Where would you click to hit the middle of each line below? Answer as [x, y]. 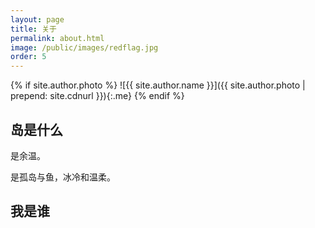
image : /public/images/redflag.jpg [84, 47]
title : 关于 [33, 29]
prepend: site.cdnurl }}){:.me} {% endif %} [97, 96]
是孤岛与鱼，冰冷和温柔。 [63, 177]
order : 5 [28, 57]
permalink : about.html [57, 38]
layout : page [37, 19]
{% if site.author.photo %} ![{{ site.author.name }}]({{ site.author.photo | [158, 85]
